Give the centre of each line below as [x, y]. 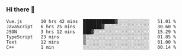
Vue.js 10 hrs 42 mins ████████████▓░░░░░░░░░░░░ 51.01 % [91, 22]
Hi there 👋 [21, 9]
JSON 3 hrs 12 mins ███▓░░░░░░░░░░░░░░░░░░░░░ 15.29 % [91, 32]
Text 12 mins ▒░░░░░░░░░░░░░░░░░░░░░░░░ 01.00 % [91, 42]
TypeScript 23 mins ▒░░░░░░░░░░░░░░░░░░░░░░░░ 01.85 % [91, 37]
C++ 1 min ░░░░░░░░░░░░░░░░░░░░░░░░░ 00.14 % [91, 47]
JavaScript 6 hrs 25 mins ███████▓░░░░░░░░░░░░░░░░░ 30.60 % [91, 27]
